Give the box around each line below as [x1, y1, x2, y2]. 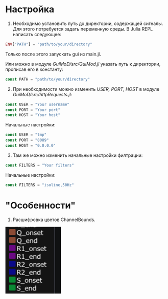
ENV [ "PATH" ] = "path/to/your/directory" [5, 42, 93, 47]
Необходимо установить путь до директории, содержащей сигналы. [12, 20, 163, 26]
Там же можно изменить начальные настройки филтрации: [12, 152, 143, 158]
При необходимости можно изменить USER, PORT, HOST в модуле [12, 86, 160, 92]
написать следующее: [12, 31, 61, 37]
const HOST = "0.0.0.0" [5, 143, 56, 148]
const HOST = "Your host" [5, 113, 60, 118]
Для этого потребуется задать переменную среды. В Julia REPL [12, 25, 153, 32]
